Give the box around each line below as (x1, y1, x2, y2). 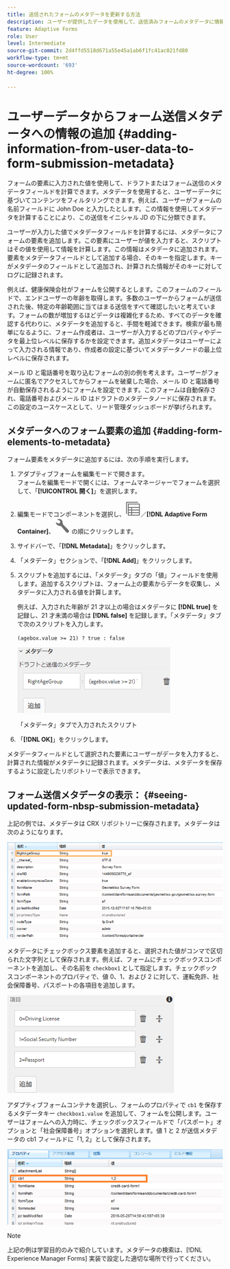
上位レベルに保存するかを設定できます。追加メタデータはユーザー (25, 337, 211, 345)
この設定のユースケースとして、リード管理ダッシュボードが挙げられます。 (7, 403, 216, 411)
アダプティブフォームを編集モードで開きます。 (16, 470, 149, 478)
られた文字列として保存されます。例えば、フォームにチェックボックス (7, 955, 204, 964)
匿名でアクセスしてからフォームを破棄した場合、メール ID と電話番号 (25, 377, 220, 386)
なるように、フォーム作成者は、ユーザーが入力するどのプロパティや (18, 328, 211, 336)
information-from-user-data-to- (7, 141, 194, 156)
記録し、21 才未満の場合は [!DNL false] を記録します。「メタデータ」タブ (16, 612, 222, 620)
